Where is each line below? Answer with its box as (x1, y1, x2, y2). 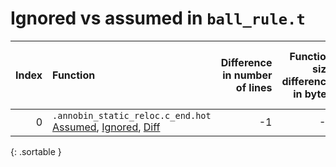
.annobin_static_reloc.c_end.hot (52, 110, 212, 121)
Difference (220, 55, 273, 69)
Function (52, 68, 96, 82)
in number (222, 68, 273, 82)
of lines (235, 80, 273, 94)
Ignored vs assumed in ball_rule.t (10, 7, 306, 30)
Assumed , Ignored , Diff (52, 120, 161, 134)
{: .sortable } (10, 145, 62, 157)
